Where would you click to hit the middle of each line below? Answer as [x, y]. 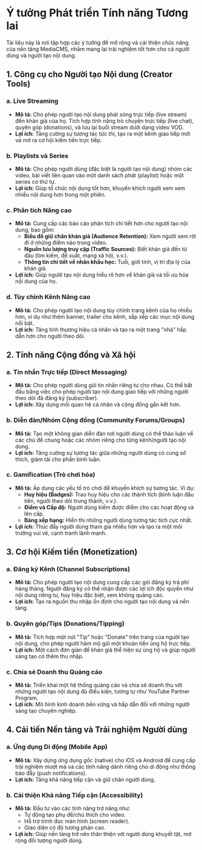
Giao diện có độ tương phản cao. [65, 828]
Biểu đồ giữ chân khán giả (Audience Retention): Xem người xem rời [110, 237]
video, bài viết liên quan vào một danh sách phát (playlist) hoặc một [99, 175]
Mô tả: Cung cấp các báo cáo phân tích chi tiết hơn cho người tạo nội [102, 223]
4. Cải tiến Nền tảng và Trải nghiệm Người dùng [97, 730]
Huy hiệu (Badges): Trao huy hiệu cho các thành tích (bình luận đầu [109, 494]
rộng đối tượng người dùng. [49, 840]
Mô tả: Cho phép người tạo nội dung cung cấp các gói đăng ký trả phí [102, 582]
